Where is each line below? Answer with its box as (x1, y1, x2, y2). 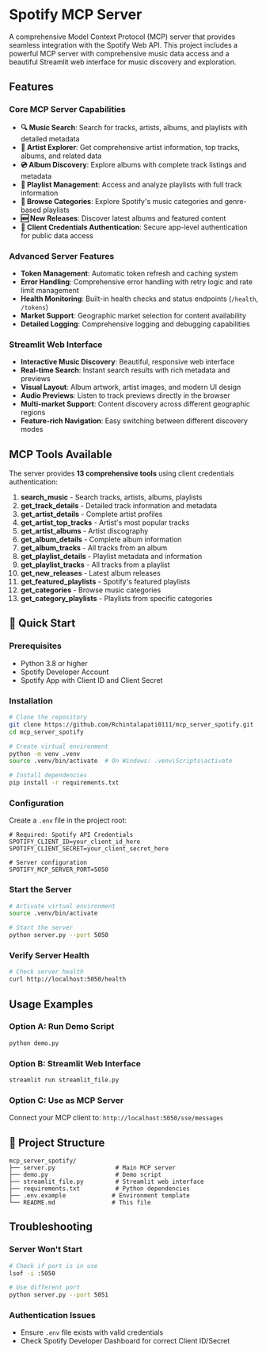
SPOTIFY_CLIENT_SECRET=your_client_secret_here (9, 845, 169, 853)
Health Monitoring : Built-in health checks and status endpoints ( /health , (20, 294, 259, 303)
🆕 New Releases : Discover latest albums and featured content (20, 213, 226, 223)
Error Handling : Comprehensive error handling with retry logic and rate (20, 276, 253, 287)
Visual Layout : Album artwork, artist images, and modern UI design (20, 383, 241, 392)
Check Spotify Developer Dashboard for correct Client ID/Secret (20, 1336, 230, 1346)
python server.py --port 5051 (9, 1291, 109, 1299)
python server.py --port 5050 (9, 931, 109, 939)
